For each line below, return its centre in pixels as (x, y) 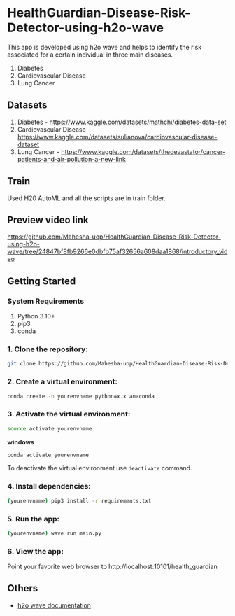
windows (21, 442)
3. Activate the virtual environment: (69, 414)
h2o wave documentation (54, 605)
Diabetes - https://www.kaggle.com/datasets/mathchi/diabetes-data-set (122, 122)
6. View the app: (36, 551)
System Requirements (46, 301)
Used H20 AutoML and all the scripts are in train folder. (86, 198)
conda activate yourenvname (48, 455)
